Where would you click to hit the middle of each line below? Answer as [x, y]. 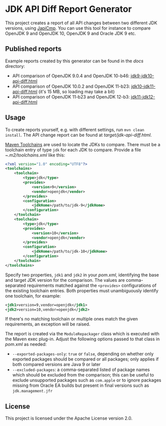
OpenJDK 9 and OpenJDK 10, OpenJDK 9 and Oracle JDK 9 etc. [71, 33]
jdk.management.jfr [32, 391]
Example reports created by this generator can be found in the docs [74, 61]
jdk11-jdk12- [143, 97]
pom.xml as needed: [26, 344]
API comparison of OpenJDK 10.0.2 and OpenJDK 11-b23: [71, 86]
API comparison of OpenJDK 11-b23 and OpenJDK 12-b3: [71, 97]
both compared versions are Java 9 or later [56, 365]
